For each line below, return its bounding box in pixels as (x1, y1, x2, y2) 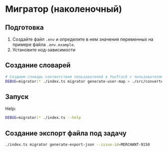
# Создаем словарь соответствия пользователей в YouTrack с (5, 74, 133, 79)
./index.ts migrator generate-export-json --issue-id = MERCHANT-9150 (5, 142, 150, 147)
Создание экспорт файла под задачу (5, 129, 127, 137)
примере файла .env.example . (12, 42, 76, 48)
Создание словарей (5, 61, 71, 70)
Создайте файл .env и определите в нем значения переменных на (12, 36, 154, 42)
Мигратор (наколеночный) (5, 3, 122, 15)
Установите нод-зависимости (12, 47, 76, 52)
